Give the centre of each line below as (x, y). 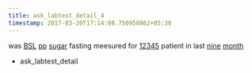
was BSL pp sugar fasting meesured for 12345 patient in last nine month (126, 45)
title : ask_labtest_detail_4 (56, 15)
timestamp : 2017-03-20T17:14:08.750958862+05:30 (90, 23)
